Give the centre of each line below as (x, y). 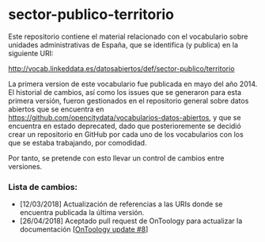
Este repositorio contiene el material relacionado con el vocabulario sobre (128, 36)
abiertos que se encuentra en (56, 109)
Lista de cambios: (43, 187)
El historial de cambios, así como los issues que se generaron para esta (125, 92)
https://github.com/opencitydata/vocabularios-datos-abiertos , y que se (125, 117)
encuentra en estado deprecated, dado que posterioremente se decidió (125, 126)
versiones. (25, 166)
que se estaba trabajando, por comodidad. (78, 142)
